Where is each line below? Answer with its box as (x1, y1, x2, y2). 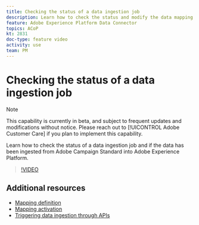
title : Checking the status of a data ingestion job (6, 8, 140, 15)
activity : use (6, 42, 42, 48)
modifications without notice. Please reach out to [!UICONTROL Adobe (6, 124, 180, 131)
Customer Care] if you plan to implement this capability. (6, 130, 143, 137)
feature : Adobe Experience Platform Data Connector (6, 20, 137, 26)
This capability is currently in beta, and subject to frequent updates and (6, 117, 182, 124)
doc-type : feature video (6, 36, 68, 42)
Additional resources (6, 183, 86, 193)
